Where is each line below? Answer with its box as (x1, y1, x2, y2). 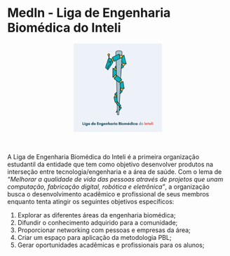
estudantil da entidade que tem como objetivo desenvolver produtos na (7, 160, 214, 168)
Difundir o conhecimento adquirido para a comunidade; (17, 218, 178, 227)
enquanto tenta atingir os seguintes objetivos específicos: (7, 197, 175, 206)
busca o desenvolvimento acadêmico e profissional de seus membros (7, 189, 210, 198)
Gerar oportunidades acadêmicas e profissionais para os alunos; (17, 241, 205, 249)
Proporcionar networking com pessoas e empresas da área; (17, 226, 191, 234)
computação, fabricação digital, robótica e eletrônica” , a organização (7, 182, 210, 191)
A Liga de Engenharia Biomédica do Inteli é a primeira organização (7, 152, 200, 161)
